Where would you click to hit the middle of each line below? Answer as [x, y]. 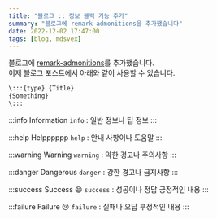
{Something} [28, 96]
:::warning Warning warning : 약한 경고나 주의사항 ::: [93, 155]
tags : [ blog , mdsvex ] [45, 39]
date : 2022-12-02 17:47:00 [54, 31]
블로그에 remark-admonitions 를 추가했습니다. [81, 63]
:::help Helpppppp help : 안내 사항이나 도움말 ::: [85, 137]
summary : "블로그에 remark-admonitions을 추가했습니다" [95, 24]
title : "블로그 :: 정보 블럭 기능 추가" [68, 16]
